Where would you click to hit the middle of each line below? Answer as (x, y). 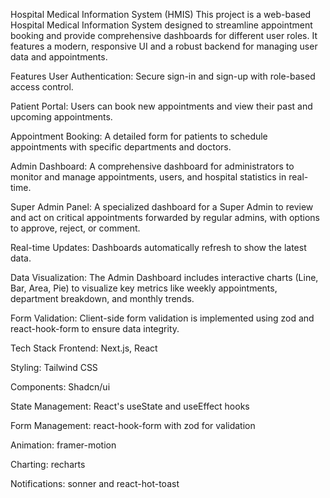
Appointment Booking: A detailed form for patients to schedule (139, 136)
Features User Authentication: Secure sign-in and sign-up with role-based (163, 76)
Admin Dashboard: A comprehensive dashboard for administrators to (152, 166)
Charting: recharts (48, 464)
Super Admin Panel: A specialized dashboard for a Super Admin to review (162, 207)
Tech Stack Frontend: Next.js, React (84, 348)
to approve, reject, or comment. (75, 228)
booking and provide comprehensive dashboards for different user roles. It (164, 35)
